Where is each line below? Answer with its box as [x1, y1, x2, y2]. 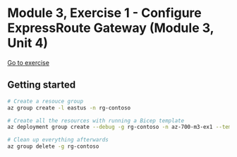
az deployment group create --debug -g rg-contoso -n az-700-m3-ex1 [7, 124, 213, 131]
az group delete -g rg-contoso [7, 143, 99, 150]
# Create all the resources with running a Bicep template [7, 117, 185, 124]
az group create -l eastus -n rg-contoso [7, 104, 131, 111]
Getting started [7, 79, 76, 91]
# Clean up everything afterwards [7, 136, 109, 144]
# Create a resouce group [7, 98, 83, 105]
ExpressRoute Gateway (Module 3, [7, 20, 214, 36]
